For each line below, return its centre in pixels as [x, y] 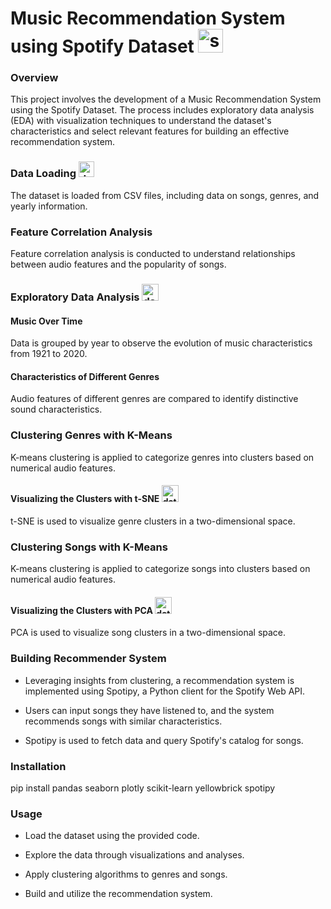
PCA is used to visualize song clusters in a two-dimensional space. [148, 633]
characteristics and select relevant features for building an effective [150, 131]
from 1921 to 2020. [49, 354]
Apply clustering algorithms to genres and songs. [126, 874]
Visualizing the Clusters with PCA [82, 610]
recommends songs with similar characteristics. [123, 721]
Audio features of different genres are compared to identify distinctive [154, 399]
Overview [34, 78]
